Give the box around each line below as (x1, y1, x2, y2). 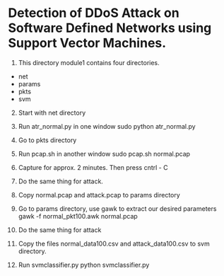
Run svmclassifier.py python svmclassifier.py (18, 260, 150, 269)
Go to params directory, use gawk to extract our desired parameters (18, 204, 217, 213)
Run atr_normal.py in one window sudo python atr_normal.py (18, 122, 196, 130)
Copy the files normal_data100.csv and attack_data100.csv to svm (18, 239, 211, 248)
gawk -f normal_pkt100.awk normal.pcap (18, 212, 138, 220)
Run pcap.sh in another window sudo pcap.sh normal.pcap (18, 149, 190, 158)
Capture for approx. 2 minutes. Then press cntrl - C (18, 163, 168, 171)
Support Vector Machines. (8, 35, 167, 51)
